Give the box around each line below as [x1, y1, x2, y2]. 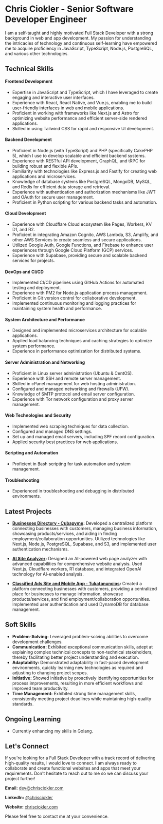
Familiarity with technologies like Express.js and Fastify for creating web [12, 168, 157, 174]
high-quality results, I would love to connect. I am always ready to [5, 760, 137, 766]
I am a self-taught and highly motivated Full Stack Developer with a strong [5, 30, 153, 36]
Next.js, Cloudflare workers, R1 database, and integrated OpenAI [12, 566, 142, 571]
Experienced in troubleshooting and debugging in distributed [12, 488, 134, 494]
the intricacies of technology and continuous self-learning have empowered [5, 40, 157, 46]
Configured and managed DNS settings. [12, 428, 92, 434]
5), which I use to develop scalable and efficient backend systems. [12, 153, 146, 158]
